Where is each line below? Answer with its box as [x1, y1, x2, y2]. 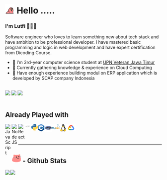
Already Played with [5, 110, 69, 119]
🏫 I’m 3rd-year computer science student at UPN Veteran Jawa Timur [12, 59, 155, 66]
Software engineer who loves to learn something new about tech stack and [5, 34, 159, 40]
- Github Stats [22, 156, 67, 165]
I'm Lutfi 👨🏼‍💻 [5, 23, 37, 30]
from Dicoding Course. [5, 50, 52, 56]
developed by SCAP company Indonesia [12, 75, 95, 81]
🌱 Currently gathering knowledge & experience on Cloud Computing [12, 65, 153, 71]
